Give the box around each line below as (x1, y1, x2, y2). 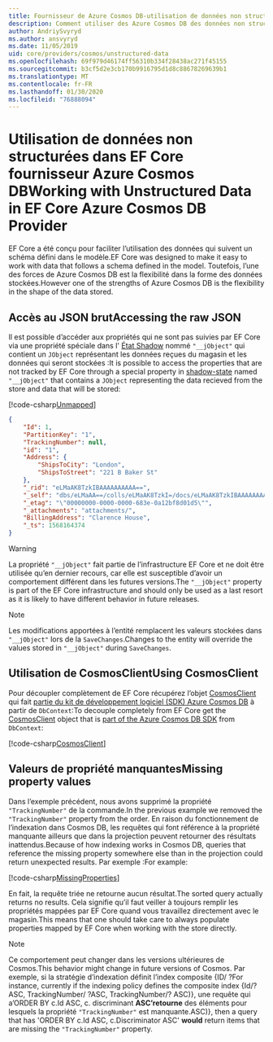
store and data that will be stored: (8, 384, 121, 393)
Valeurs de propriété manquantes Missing (8, 762, 223, 776)
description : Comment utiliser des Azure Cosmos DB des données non (8, 20, 245, 28)
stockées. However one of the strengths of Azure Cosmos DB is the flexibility (8, 278, 265, 288)
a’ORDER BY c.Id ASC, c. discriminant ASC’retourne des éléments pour (8, 998, 248, 1008)
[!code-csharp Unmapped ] (8, 400, 97, 409)
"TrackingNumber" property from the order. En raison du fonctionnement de (8, 813, 259, 823)
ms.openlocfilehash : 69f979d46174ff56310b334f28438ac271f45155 (8, 58, 227, 66)
